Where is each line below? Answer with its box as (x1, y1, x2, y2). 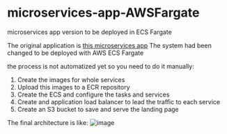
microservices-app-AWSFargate (7, 5, 200, 21)
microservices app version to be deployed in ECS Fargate (7, 28, 172, 36)
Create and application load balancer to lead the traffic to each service (17, 97, 221, 106)
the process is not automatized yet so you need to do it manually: (7, 62, 195, 70)
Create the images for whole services (17, 75, 125, 84)
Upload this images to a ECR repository (17, 83, 130, 91)
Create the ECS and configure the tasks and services (17, 90, 170, 99)
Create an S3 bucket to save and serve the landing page (17, 105, 179, 113)
